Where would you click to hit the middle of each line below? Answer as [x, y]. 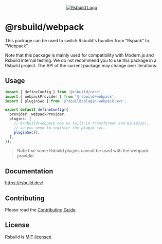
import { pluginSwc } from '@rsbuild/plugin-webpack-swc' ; [66, 101]
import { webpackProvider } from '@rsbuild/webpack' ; [61, 96]
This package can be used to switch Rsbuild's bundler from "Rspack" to [77, 40]
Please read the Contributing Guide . [41, 210]
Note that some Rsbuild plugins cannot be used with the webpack [83, 151]
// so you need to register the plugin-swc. [60, 128]
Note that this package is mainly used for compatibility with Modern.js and [80, 55]
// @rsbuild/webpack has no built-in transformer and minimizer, [81, 123]
